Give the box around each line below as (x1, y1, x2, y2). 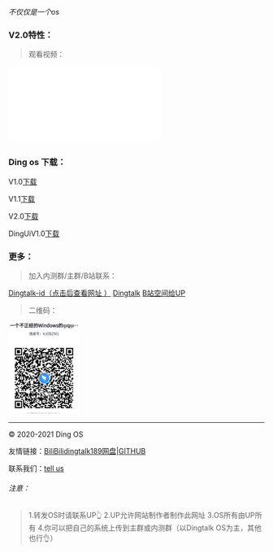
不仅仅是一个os (8, 7, 59, 16)
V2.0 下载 (8, 211, 39, 221)
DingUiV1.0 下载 (8, 229, 60, 238)
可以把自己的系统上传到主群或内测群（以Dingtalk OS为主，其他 (51, 523, 262, 533)
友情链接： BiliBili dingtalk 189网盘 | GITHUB (8, 446, 146, 455)
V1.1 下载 (8, 194, 35, 203)
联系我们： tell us (8, 463, 64, 473)
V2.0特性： (8, 29, 54, 41)
